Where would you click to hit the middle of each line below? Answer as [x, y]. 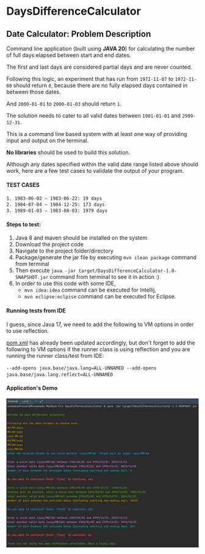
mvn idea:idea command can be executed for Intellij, [90, 290]
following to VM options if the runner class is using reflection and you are [98, 349]
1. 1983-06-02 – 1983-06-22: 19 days [54, 199]
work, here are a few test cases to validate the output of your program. [95, 171]
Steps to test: [24, 224]
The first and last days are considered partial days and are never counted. [99, 67]
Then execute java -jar [45, 270]
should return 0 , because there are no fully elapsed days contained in [100, 85]
